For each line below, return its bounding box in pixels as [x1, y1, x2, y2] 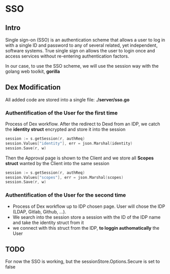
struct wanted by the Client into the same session [5, 160, 110, 166]
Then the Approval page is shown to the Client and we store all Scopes [5, 155, 154, 161]
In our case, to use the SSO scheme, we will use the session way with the [5, 63, 159, 69]
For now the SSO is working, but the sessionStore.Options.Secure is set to [5, 258, 160, 265]
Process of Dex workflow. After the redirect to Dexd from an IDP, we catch [5, 121, 160, 127]
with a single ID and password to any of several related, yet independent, [5, 42, 158, 48]
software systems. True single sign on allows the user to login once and [5, 48, 155, 53]
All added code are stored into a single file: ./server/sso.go [5, 96, 130, 102]
